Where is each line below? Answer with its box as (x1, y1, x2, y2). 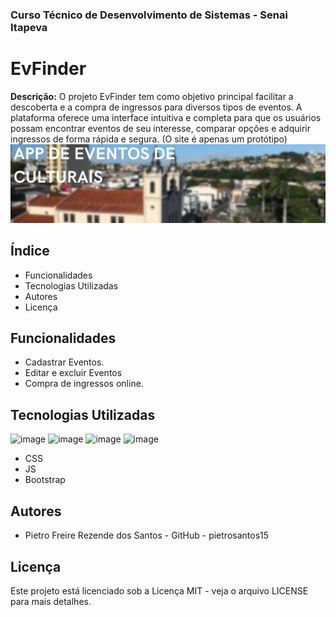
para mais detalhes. (10, 595, 92, 607)
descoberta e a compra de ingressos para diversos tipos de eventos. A (10, 101, 303, 113)
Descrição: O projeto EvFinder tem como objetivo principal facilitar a (10, 90, 294, 102)
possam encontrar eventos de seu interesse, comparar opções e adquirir (10, 122, 311, 134)
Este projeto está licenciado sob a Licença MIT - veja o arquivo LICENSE (10, 584, 309, 597)
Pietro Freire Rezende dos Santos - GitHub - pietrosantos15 (24, 529, 270, 542)
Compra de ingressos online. (24, 378, 144, 390)
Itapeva (10, 20, 48, 34)
